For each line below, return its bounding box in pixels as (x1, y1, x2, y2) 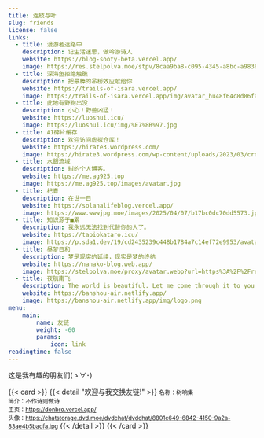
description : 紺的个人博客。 (22, 165, 109, 173)
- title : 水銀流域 (15, 158, 71, 166)
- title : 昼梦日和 (15, 245, 71, 253)
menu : (8, 304, 26, 311)
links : (8, 33, 30, 42)
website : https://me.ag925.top (22, 172, 125, 181)
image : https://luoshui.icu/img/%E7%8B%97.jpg (22, 121, 178, 129)
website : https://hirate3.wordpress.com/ (22, 143, 159, 151)
